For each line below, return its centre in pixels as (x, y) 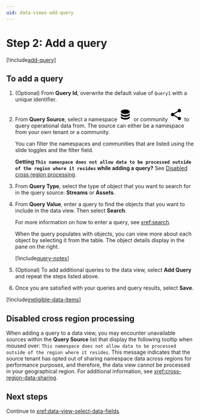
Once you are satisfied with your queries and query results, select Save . (104, 288)
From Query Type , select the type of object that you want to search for (103, 186)
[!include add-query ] (31, 59)
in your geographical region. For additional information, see (80, 371)
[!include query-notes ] (42, 258)
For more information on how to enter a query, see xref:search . (93, 222)
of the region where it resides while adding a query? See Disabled (101, 168)
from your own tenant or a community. (62, 132)
